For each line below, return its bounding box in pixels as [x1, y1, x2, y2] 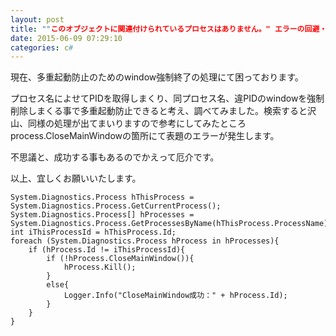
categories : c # [10, 42, 74, 53]
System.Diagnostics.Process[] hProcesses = [10, 210, 195, 220]
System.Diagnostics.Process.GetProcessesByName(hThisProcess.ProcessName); [10, 219, 333, 229]
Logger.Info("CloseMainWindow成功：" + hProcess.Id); [63, 291, 288, 301]
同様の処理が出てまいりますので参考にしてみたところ [27, 117, 247, 130]
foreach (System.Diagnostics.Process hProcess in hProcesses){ [10, 236, 280, 246]
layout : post [10, 14, 65, 25]
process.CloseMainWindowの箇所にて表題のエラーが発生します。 [10, 130, 280, 142]
